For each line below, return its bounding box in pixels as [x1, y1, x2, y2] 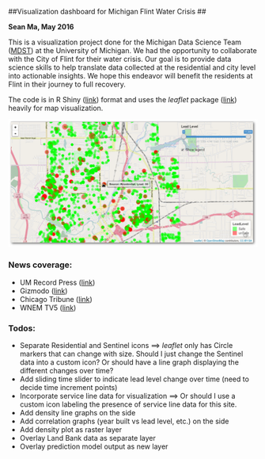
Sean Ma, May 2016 [8, 22, 74, 31]
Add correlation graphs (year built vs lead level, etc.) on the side [19, 416, 229, 426]
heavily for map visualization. [8, 103, 104, 113]
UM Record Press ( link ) [19, 277, 96, 287]
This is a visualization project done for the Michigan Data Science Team [8, 37, 242, 47]
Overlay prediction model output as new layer [19, 442, 168, 451]
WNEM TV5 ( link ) [19, 303, 77, 312]
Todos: [8, 323, 36, 334]
